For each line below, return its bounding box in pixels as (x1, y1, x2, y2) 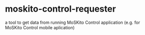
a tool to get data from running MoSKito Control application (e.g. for (5, 19, 140, 25)
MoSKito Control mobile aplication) (5, 24, 75, 30)
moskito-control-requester (5, 3, 116, 15)
